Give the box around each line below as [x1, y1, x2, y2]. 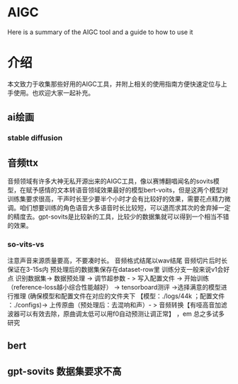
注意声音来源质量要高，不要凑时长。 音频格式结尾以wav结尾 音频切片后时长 [7, 256, 228, 265]
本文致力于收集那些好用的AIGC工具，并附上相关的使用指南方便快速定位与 [7, 79, 222, 88]
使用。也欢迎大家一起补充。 [13, 88, 94, 97]
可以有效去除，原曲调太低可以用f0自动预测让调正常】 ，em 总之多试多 [19, 309, 225, 318]
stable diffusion [7, 133, 63, 143]
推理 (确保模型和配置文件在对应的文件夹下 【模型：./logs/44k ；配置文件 [13, 292, 225, 300]
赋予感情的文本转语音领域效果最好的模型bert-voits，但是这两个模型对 [25, 186, 229, 194]
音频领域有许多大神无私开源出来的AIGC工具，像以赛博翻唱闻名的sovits [7, 177, 214, 185]
